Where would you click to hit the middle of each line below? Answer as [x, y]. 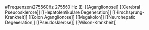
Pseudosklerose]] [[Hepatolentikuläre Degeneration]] [58, 12]
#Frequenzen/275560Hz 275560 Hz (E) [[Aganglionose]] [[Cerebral [73, 7]
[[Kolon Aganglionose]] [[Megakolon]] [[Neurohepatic [82, 17]
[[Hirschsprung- [128, 12]
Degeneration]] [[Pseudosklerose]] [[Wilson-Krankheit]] [61, 22]
